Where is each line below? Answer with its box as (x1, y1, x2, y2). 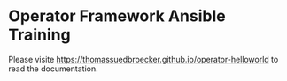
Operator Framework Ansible (8, 6, 227, 26)
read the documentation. (8, 63, 98, 74)
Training (8, 25, 72, 45)
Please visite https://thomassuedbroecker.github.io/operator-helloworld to (8, 54, 279, 64)
